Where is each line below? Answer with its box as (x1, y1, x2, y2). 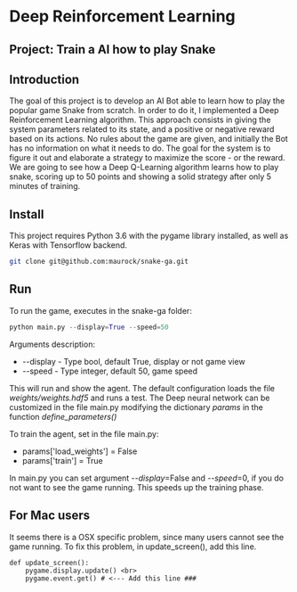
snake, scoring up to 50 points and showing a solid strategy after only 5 (9, 171, 272, 182)
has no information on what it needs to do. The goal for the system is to (9, 143, 271, 153)
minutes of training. (9, 181, 81, 192)
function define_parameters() (9, 411, 117, 422)
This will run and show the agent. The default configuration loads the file (9, 382, 276, 393)
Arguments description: (9, 339, 96, 349)
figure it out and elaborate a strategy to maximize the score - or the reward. (9, 152, 286, 163)
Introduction (9, 71, 80, 86)
